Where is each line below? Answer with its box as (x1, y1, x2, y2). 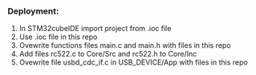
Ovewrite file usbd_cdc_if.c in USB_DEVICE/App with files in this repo (18, 57, 248, 67)
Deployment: (7, 6, 59, 17)
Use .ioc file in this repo (18, 32, 98, 41)
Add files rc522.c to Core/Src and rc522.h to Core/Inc (18, 49, 197, 59)
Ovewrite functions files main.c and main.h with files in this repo (18, 41, 231, 50)
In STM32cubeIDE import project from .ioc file (18, 24, 172, 34)
